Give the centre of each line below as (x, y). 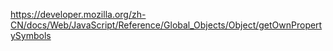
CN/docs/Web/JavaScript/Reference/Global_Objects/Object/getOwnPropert (166, 25)
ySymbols (31, 35)
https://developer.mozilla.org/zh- (78, 14)
